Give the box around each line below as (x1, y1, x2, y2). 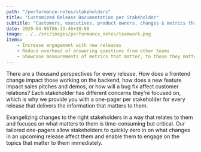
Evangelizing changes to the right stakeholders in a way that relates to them (6, 114, 193, 121)
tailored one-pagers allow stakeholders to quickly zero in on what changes (6, 126, 190, 133)
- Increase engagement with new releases (17, 43, 121, 49)
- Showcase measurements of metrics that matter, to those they (17, 53, 181, 59)
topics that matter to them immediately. (6, 139, 103, 146)
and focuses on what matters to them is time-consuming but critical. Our (6, 120, 185, 127)
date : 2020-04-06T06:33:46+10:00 (6, 25, 90, 32)
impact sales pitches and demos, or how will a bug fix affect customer (6, 82, 179, 90)
